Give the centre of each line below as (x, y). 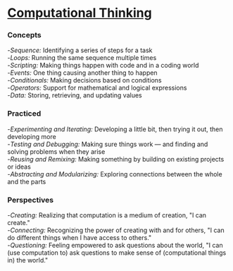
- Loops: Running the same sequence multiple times (82, 58)
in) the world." (28, 260)
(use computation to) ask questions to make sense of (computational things (117, 253)
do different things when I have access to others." (80, 238)
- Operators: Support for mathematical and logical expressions (97, 88)
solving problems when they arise (56, 151)
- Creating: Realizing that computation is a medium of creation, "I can (107, 215)
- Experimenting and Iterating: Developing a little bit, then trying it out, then (115, 129)
